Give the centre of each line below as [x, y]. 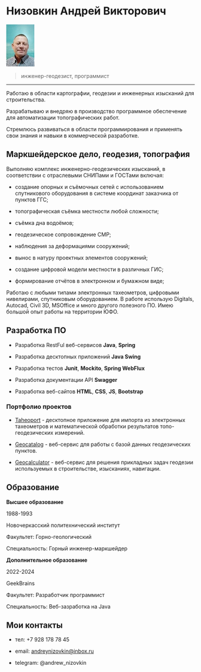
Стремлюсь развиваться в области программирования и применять [94, 129]
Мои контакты [34, 626]
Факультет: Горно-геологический [49, 537]
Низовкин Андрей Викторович [86, 11]
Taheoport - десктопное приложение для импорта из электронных [100, 420]
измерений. [70, 432]
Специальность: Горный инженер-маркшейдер [67, 548]
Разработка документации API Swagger [66, 379]
